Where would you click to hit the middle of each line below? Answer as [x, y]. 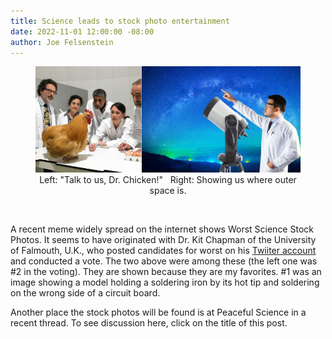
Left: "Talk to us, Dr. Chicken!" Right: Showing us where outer [168, 179]
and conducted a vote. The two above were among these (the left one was [164, 261]
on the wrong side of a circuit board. [85, 292]
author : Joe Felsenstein [62, 42]
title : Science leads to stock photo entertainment [120, 21]
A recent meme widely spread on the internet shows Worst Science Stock [162, 229]
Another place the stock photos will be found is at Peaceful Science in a [158, 312]
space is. [168, 190]
